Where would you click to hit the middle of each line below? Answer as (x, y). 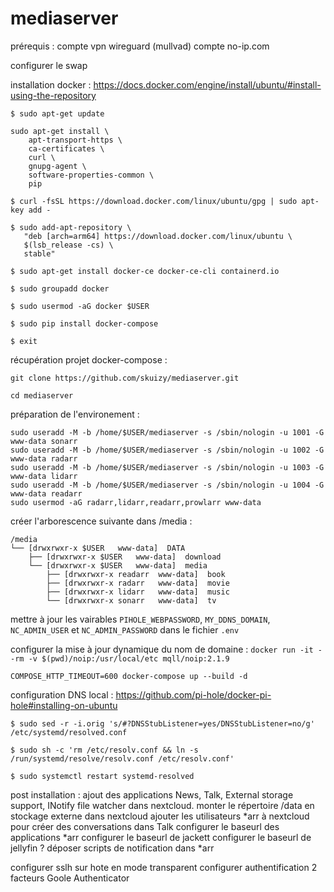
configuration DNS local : (62, 694)
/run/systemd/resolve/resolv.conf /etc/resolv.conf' (122, 758)
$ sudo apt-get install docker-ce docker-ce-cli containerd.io (145, 271)
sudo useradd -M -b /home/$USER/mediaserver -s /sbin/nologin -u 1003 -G (167, 467)
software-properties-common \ (91, 175)
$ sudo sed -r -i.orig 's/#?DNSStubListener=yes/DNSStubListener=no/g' (162, 723)
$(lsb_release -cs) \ (68, 245)
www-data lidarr (44, 476)
